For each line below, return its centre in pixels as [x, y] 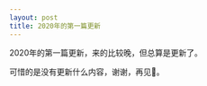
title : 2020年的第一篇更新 [55, 26]
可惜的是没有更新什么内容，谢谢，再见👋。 [87, 72]
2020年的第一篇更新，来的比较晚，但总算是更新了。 [106, 52]
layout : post [34, 17]
